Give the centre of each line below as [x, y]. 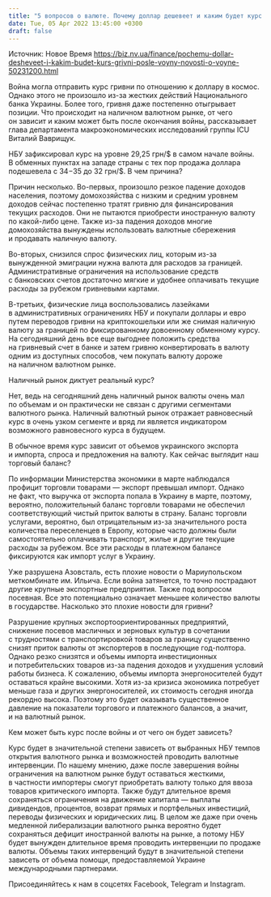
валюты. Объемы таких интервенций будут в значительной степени [126, 852]
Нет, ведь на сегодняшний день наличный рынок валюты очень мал [127, 396]
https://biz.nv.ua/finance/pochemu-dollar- [164, 54]
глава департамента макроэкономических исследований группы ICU [129, 130]
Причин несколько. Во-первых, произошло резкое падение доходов [127, 187]
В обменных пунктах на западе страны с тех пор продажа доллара [125, 163]
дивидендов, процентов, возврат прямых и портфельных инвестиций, [129, 808]
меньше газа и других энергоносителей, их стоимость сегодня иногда [131, 691]
